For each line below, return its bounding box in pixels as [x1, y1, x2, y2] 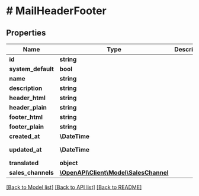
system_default [9, 65, 54, 73]
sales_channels [9, 169, 54, 176]
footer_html [9, 113, 43, 121]
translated [9, 159, 39, 167]
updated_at [9, 146, 42, 153]
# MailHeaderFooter [6, 4, 107, 18]
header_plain [9, 104, 47, 111]
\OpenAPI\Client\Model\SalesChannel [59, 169, 169, 176]
